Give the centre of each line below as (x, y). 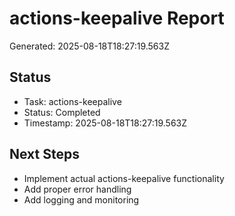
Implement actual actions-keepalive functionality (124, 178)
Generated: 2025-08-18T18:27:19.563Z (90, 46)
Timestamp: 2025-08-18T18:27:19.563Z (105, 123)
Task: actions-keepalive (72, 101)
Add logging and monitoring (81, 199)
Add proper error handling (77, 189)
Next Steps (44, 154)
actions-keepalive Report (117, 18)
